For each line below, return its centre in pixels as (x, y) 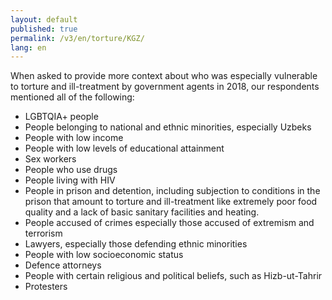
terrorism (43, 233)
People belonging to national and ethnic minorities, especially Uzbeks (168, 127)
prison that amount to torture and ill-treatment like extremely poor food (171, 202)
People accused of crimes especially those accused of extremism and (169, 223)
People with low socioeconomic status (104, 255)
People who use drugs (71, 170)
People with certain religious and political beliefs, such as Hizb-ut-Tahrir (173, 276)
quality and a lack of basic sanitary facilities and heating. (142, 212)
